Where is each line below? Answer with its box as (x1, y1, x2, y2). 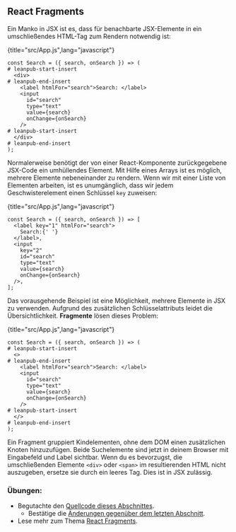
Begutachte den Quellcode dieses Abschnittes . (17, 502, 155, 510)
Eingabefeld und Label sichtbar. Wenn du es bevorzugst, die (7, 453, 182, 461)
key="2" (20, 247, 42, 254)
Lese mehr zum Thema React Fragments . (17, 516, 138, 526)
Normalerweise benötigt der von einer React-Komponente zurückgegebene (7, 158, 228, 167)
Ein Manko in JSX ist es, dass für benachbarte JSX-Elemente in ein (7, 24, 202, 33)
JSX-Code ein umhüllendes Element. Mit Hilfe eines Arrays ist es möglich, (7, 166, 223, 174)
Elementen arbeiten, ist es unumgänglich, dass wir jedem (7, 180, 174, 190)
